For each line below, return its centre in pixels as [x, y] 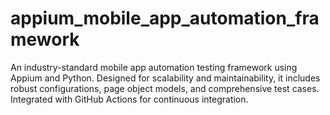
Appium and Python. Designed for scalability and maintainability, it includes [165, 78]
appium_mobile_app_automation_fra [165, 18]
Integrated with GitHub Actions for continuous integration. [129, 99]
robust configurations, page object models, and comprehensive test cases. [165, 88]
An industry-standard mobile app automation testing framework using [154, 67]
